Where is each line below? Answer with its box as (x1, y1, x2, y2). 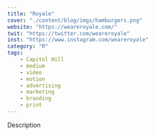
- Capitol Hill (20, 56, 65, 63)
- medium (20, 62, 46, 69)
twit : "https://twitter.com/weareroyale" (7, 29, 130, 37)
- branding (20, 95, 52, 102)
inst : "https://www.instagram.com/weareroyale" (7, 36, 149, 43)
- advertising (20, 82, 61, 89)
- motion (20, 75, 46, 83)
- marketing (20, 88, 55, 95)
